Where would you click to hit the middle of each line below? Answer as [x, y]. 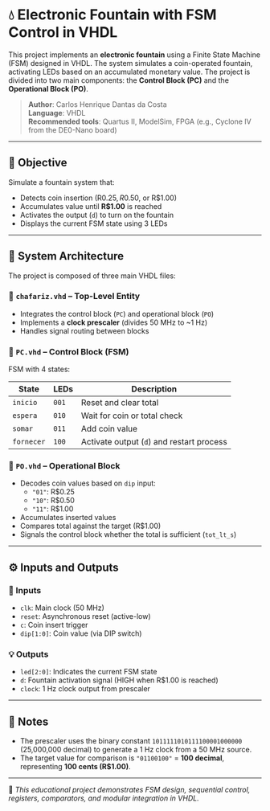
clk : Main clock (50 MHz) [62, 608]
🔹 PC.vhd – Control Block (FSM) [69, 351]
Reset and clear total [120, 403]
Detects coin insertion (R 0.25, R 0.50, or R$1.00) [98, 198]
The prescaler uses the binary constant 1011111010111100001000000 [131, 741]
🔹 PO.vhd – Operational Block [64, 466]
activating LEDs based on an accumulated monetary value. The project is [129, 72]
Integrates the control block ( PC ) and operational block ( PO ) [117, 313]
